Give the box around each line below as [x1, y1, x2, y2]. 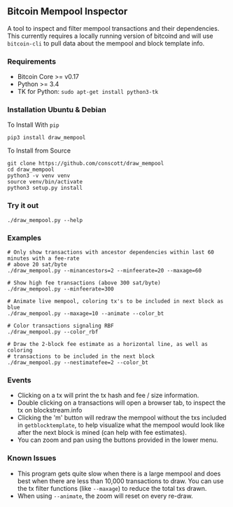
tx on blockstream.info [17, 406, 83, 415]
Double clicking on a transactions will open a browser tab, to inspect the [17, 398, 226, 407]
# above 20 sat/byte [7, 261, 68, 268]
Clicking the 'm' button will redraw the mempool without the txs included [17, 413, 227, 422]
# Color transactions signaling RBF [7, 322, 114, 329]
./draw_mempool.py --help [7, 216, 83, 223]
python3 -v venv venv [7, 172, 71, 179]
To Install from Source [7, 146, 71, 155]
